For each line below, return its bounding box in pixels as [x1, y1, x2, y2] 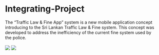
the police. [5, 35, 26, 41]
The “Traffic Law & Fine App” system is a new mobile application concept [5, 19, 153, 25]
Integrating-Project [5, 3, 85, 14]
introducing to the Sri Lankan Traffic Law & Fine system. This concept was [5, 24, 155, 30]
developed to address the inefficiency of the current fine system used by [5, 29, 152, 35]
